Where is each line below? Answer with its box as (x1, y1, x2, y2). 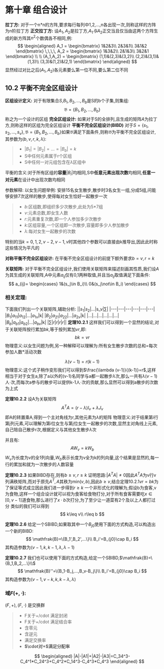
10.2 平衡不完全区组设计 (5, 84, 78, 92)
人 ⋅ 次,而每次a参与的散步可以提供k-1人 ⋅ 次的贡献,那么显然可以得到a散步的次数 (5, 379, 158, 385)
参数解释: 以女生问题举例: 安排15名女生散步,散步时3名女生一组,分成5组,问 (5, 187, 152, 193)
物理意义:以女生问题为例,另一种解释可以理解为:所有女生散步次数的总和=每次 (5, 343, 158, 349)
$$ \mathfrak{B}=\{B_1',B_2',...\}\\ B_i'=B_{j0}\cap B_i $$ (25, 536, 139, 542)
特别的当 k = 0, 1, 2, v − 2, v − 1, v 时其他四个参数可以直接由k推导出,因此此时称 (5, 239, 158, 244)
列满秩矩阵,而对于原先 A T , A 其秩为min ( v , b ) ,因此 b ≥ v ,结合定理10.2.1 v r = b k (5, 478, 154, 485)
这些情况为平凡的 (5, 244, 40, 251)
